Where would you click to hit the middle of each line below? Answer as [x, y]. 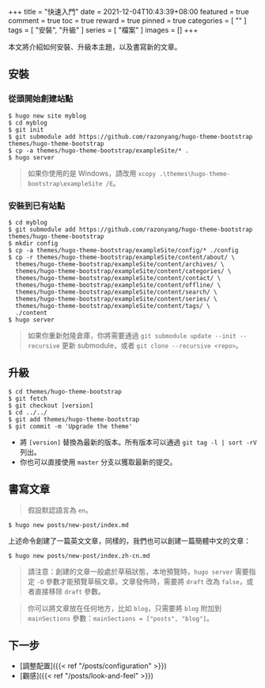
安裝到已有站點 [37, 206]
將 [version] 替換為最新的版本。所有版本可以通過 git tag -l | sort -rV [138, 442]
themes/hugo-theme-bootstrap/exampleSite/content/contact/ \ [118, 278]
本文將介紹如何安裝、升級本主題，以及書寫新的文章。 [95, 47]
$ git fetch [28, 398]
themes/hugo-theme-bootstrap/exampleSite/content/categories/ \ [123, 271]
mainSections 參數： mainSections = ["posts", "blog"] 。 [120, 618]
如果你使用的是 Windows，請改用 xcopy [92, 173]
